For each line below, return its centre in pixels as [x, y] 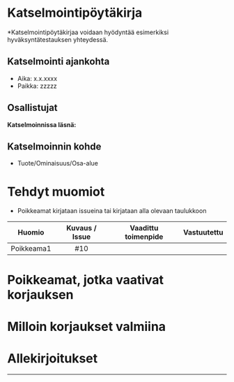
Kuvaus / [81, 228]
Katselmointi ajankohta [58, 62]
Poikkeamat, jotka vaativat [86, 280]
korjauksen [40, 294]
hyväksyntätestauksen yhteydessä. [58, 39]
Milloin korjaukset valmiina [86, 326]
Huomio [31, 233]
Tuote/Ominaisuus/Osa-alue [58, 163]
